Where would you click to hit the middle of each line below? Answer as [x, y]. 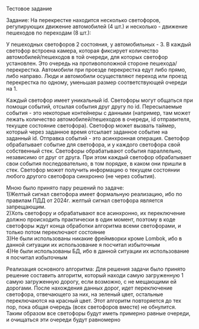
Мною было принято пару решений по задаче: [65, 188]
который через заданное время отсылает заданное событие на [87, 132]
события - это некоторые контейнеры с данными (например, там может [98, 113]
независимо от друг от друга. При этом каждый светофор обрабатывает [99, 157]
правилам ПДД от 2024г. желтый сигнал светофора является [85, 200]
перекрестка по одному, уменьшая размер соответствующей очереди [97, 82]
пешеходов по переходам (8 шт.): [49, 33]
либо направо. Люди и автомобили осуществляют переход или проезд [97, 76]
